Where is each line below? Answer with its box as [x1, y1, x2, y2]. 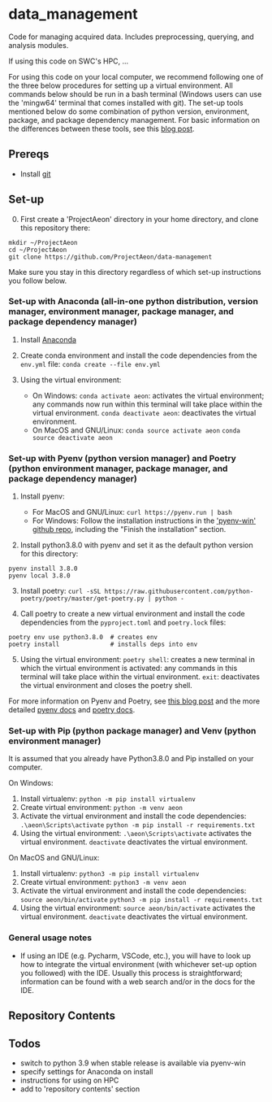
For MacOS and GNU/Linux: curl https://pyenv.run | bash [32, 507, 233, 517]
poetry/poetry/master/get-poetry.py [19, 595, 145, 603]
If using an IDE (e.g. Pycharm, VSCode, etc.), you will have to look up [19, 951, 252, 960]
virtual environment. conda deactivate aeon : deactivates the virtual [32, 407, 257, 417]
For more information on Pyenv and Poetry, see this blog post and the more [8, 696, 261, 706]
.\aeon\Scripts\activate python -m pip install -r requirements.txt [19, 821, 256, 830]
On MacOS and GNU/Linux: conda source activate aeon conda [32, 425, 241, 435]
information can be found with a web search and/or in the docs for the [19, 977, 256, 987]
